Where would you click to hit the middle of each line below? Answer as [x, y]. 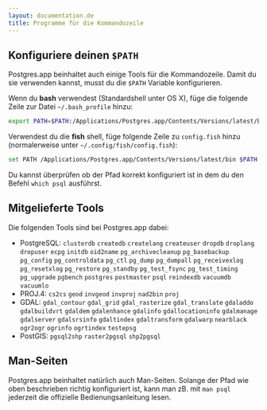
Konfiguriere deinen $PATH [74, 55]
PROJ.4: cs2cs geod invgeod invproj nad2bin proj [100, 293]
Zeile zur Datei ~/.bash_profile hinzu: [71, 107]
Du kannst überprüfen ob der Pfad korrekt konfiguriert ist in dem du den [126, 175]
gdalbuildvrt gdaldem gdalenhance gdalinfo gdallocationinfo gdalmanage [139, 311]
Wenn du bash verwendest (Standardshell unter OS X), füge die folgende [128, 98]
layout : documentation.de [51, 16]
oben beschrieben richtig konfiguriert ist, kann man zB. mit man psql [120, 389]
